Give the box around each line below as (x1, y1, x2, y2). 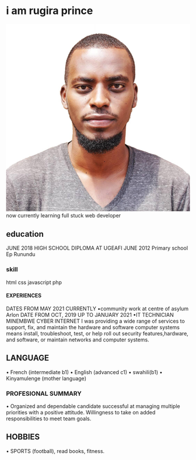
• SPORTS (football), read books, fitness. (6, 447, 105, 454)
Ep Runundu (6, 251, 36, 258)
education (6, 229, 44, 239)
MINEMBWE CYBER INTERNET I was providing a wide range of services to (6, 317, 185, 324)
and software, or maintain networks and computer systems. (6, 336, 150, 343)
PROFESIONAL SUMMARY (6, 389, 82, 397)
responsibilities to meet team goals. (6, 415, 92, 422)
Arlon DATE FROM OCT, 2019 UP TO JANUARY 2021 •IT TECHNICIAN (6, 311, 174, 318)
